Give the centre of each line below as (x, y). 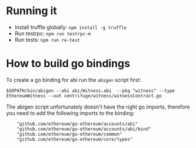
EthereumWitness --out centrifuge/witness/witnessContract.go (84, 96)
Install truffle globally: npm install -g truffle (71, 27)
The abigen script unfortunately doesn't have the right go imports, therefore (98, 107)
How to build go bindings (68, 64)
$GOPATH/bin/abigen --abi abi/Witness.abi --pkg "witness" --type (91, 91)
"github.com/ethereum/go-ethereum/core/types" (75, 139)
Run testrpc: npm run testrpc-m (53, 33)
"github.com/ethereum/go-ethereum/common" (69, 134)
